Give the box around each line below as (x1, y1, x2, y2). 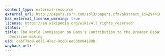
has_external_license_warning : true (5, 16, 80, 21)
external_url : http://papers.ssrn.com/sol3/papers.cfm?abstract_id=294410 (5, 12, 162, 17)
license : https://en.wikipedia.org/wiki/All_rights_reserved (5, 20, 133, 26)
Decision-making (9, 35, 43, 39)
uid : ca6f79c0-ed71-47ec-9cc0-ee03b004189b (5, 39, 96, 44)
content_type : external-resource (5, 7, 74, 12)
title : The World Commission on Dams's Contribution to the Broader (5, 30, 148, 35)
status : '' (5, 25, 27, 30)
